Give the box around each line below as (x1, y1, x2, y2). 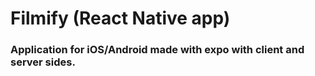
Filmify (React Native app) (10, 7, 231, 30)
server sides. (10, 55, 76, 69)
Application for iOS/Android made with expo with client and (10, 43, 305, 57)
